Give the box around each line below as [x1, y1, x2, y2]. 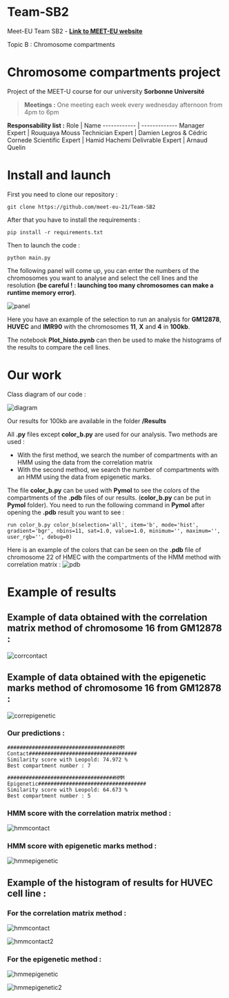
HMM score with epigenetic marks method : [7, 842, 157, 851]
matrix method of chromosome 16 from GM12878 [7, 622, 222, 634]
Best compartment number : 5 [7, 792, 91, 800]
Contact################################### [7, 750, 137, 757]
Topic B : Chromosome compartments [7, 40, 115, 48]
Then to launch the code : [7, 241, 81, 249]
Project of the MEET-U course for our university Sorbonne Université [7, 87, 205, 95]
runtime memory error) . [7, 288, 77, 296]
